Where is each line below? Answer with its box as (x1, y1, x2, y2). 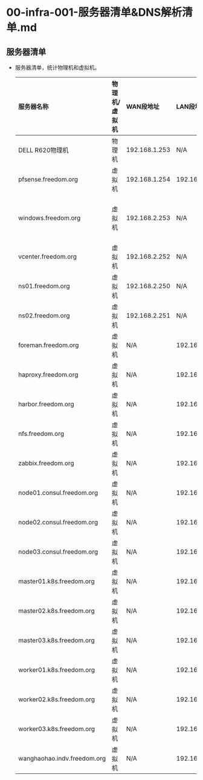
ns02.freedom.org (18, 311, 70, 320)
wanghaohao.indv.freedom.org (18, 755, 106, 762)
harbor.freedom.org (18, 400, 74, 408)
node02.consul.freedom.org (18, 518, 98, 526)
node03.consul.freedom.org (18, 547, 98, 556)
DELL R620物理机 (18, 146, 69, 154)
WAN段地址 (126, 102, 160, 111)
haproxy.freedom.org (18, 371, 79, 378)
